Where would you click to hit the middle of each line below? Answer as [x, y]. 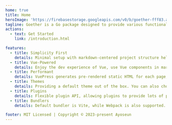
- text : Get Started [32, 34]
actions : [15, 29]
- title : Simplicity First [39, 53]
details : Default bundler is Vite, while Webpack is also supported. [90, 105]
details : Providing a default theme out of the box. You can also [87, 86]
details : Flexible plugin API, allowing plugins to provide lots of [89, 96]
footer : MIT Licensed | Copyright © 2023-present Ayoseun [68, 115]
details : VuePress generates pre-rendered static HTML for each [84, 77]
